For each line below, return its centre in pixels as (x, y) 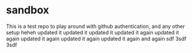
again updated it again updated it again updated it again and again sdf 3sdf (96, 38)
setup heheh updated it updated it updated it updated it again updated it (92, 32)
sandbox (28, 10)
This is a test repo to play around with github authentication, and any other (96, 26)
